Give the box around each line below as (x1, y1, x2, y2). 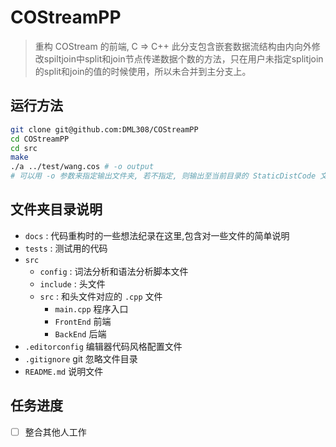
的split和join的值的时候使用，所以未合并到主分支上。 (34, 65, 252, 77)
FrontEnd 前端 (54, 315, 112, 327)
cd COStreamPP (10, 134, 70, 144)
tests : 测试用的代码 (24, 242, 108, 254)
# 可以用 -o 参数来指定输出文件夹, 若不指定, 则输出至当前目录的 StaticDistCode (10, 171, 317, 181)
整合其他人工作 (24, 426, 87, 438)
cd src (10, 143, 38, 153)
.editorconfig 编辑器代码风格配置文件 (24, 340, 183, 352)
